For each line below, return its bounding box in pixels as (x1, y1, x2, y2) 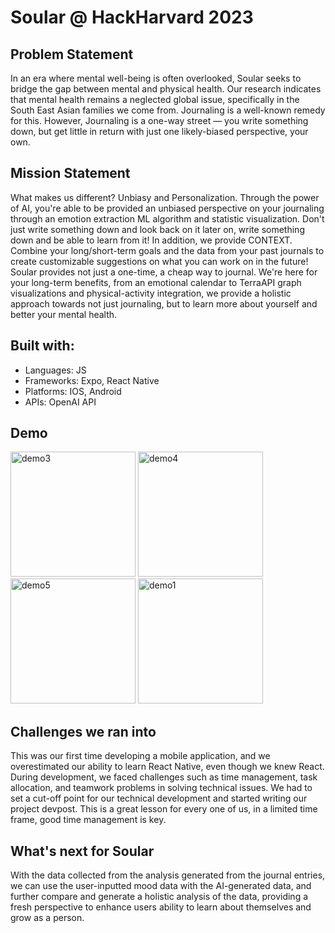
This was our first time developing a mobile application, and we (10, 750, 271, 762)
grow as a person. (10, 912, 85, 924)
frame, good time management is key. (10, 814, 167, 826)
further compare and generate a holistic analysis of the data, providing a (10, 891, 309, 903)
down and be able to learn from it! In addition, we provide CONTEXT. (10, 234, 293, 246)
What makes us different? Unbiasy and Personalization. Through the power (10, 191, 320, 203)
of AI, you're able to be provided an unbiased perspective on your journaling (10, 202, 325, 214)
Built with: (10, 337, 75, 355)
